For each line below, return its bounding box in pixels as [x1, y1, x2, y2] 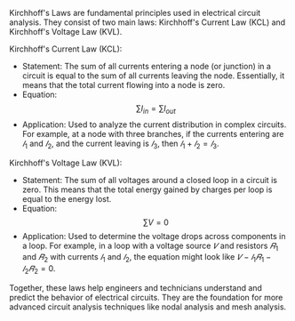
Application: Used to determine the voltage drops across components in [21, 230, 286, 241]
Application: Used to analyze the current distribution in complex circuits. [21, 119, 287, 130]
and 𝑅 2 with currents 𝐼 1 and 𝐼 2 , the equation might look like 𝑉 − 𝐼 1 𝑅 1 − [21, 252, 272, 265]
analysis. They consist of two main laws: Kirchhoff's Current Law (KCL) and [9, 17, 286, 28]
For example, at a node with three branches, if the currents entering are [21, 128, 284, 139]
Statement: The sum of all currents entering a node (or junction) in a [21, 61, 271, 71]
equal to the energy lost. [21, 193, 112, 204]
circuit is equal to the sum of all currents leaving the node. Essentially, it [21, 70, 285, 81]
